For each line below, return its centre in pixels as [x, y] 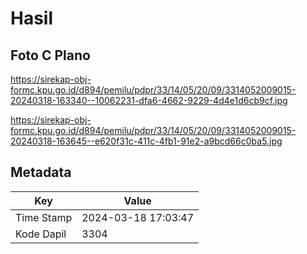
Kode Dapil [41, 234]
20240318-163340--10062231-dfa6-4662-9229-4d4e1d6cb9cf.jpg [149, 100]
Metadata [41, 172]
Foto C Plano [50, 55]
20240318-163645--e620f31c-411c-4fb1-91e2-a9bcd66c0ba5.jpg [146, 141]
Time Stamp [44, 217]
